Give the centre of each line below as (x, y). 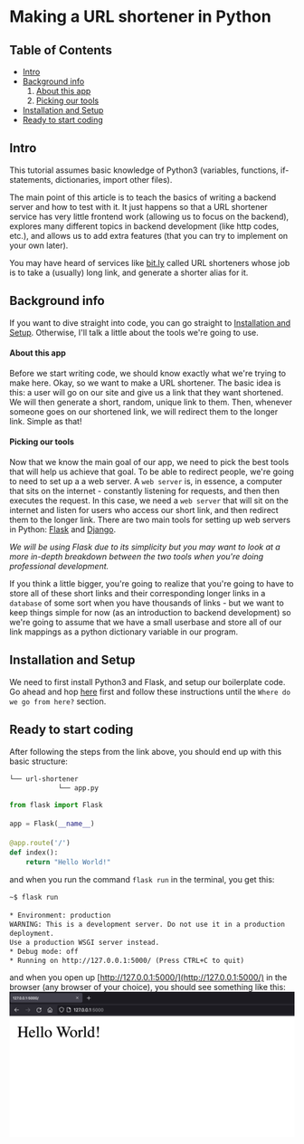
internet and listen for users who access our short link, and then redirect (144, 510)
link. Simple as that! (46, 421)
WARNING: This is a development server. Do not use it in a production (147, 924)
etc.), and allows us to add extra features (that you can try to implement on (149, 235)
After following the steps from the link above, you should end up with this (146, 751)
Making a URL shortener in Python (140, 17)
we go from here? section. (58, 701)
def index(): (34, 853)
